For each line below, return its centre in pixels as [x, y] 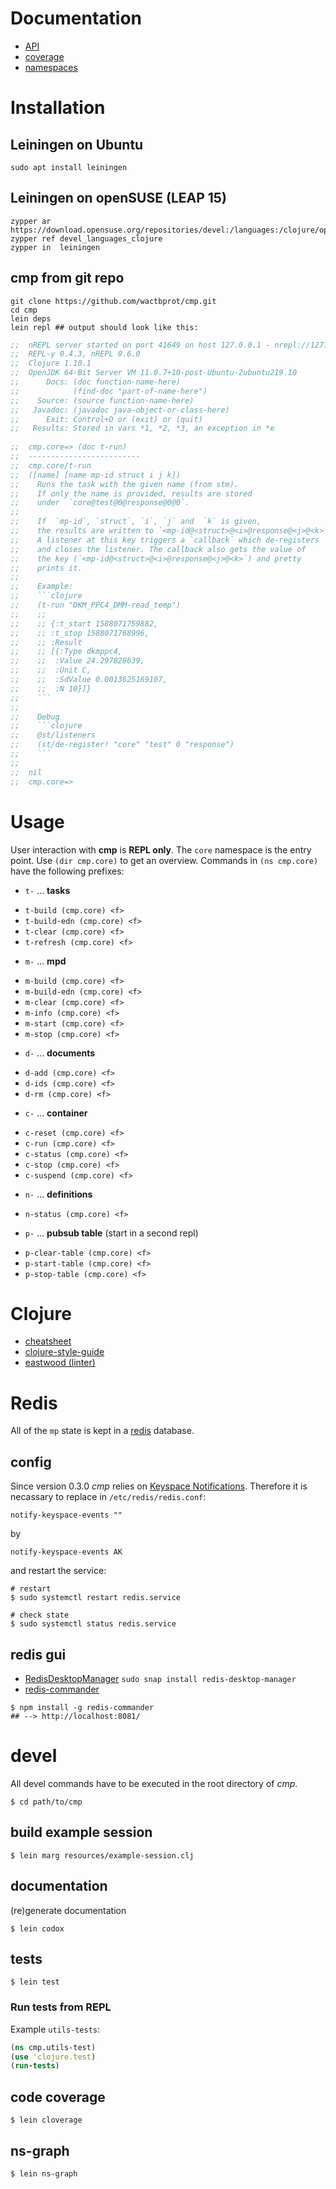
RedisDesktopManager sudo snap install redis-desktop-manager [160, 1678]
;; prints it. [46, 568]
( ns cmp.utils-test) [53, 2047]
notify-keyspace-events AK [66, 1552]
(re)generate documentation [68, 1910]
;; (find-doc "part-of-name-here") [109, 391]
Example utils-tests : [55, 2029]
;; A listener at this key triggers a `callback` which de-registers [165, 540]
